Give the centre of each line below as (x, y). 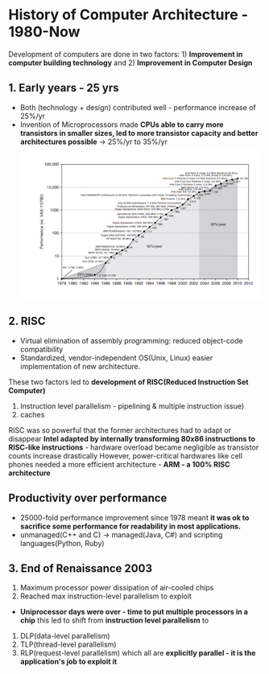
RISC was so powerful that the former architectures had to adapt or (120, 430)
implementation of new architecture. (80, 366)
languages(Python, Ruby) (62, 543)
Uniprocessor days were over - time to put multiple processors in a (134, 612)
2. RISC (27, 321)
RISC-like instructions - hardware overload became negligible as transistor (134, 447)
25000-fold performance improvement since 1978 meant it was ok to (134, 517)
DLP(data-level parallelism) (65, 636)
